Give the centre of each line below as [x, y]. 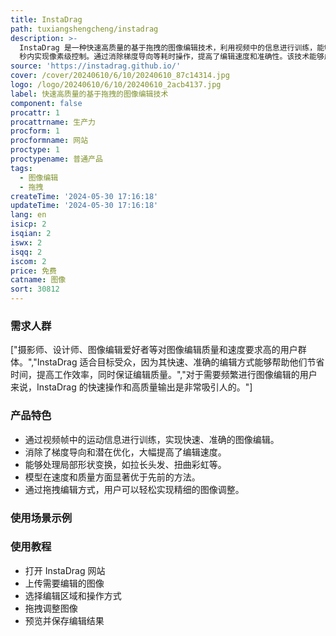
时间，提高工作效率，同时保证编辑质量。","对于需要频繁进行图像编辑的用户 [164, 375]
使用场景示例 [41, 518]
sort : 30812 [35, 289]
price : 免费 [33, 271]
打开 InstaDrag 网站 [65, 570]
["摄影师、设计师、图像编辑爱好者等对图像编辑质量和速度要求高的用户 [154, 350]
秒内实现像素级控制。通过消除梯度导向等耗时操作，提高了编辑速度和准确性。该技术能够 [172, 57]
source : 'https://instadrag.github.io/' [96, 66]
